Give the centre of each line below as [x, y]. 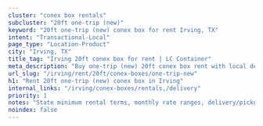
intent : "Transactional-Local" [59, 37]
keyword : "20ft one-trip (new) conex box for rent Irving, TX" [113, 30]
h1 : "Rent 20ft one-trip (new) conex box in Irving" [96, 81]
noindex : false [33, 110]
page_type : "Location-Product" [59, 45]
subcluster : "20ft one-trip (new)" [66, 23]
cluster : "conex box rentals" [58, 15]
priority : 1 [27, 95]
